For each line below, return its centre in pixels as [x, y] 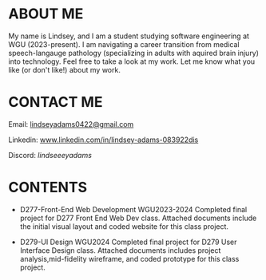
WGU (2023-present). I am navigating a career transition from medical [124, 44]
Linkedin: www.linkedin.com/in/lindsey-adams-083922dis [103, 140]
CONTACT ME [56, 103]
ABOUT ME [46, 14]
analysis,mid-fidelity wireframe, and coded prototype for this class [129, 258]
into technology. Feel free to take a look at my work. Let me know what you [132, 61]
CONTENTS [48, 187]
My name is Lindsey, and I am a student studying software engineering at [129, 36]
